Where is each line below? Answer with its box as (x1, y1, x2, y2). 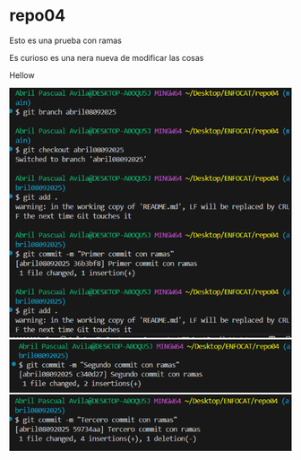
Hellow (9, 69, 35, 81)
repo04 (9, 5, 66, 26)
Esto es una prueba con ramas (9, 35, 123, 46)
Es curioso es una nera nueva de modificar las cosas (9, 52, 204, 63)
